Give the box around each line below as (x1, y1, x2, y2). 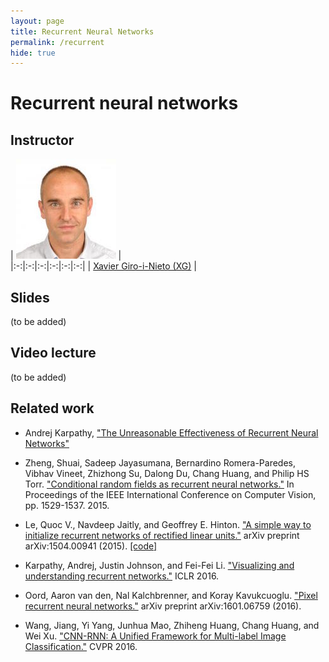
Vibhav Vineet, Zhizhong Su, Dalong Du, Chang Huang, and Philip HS (24, 467, 310, 479)
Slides (10, 289, 50, 306)
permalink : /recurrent (10, 37, 105, 47)
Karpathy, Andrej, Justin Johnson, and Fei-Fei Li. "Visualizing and (24, 559, 295, 571)
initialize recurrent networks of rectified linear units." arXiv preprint (24, 529, 300, 541)
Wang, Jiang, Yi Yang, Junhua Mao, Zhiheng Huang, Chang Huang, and (24, 619, 320, 631)
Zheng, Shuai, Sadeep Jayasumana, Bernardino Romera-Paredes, (24, 456, 296, 469)
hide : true (10, 48, 56, 58)
